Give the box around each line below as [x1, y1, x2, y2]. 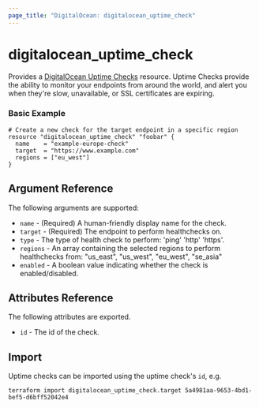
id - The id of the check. [19, 328, 100, 337]
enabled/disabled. [19, 268, 79, 278]
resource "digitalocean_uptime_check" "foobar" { [8, 133, 175, 140]
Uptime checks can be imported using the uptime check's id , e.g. [8, 372, 222, 381]
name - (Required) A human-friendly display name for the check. [19, 218, 227, 227]
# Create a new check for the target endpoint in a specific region [8, 125, 238, 134]
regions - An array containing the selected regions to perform [19, 243, 221, 253]
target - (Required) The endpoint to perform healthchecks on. [19, 226, 223, 236]
